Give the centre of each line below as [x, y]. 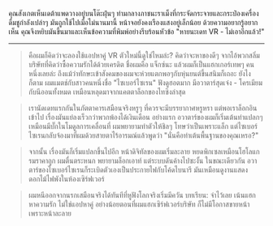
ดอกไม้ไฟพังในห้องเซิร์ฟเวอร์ [66, 179]
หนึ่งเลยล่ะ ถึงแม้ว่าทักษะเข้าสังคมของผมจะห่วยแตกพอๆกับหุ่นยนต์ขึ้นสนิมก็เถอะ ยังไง [140, 73]
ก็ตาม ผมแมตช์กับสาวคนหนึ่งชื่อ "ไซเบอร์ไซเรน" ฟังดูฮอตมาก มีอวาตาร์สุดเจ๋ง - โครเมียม [145, 83]
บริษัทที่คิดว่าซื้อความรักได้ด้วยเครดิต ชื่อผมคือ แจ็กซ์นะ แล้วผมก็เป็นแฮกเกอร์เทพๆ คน [141, 64]
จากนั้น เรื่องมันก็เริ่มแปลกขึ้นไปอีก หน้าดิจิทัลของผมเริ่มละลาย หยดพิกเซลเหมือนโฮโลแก [144, 151]
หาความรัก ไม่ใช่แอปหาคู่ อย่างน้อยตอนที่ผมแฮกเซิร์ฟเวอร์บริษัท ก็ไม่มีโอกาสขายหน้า [139, 204]
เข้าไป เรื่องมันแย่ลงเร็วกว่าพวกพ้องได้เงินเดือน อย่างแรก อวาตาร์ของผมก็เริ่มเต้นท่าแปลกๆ [145, 117]
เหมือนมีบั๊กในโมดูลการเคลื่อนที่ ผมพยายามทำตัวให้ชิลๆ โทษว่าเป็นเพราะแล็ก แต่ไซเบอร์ [143, 126]
